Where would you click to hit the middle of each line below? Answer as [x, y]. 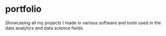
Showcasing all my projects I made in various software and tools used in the [83, 23]
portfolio [23, 9]
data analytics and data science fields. [45, 28]
